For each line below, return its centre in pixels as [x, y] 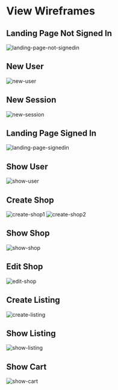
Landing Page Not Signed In [59, 33]
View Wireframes [51, 11]
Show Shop [28, 233]
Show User [27, 166]
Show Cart [26, 367]
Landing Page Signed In [51, 133]
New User [25, 66]
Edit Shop [25, 267]
